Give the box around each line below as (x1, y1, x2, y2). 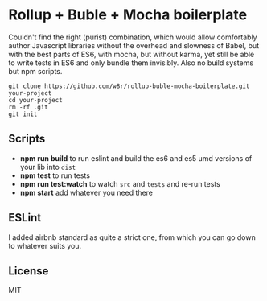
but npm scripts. (8, 66, 63, 76)
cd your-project (8, 96, 63, 104)
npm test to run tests (19, 171, 91, 180)
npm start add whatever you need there (19, 188, 154, 197)
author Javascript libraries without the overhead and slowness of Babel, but (8, 40, 260, 50)
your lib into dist (19, 162, 76, 171)
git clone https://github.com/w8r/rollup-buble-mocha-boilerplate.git (8, 82, 250, 90)
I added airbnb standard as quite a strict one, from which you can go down (8, 232, 256, 242)
